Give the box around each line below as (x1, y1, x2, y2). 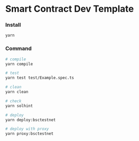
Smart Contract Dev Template (5, 3, 134, 15)
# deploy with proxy (5, 126, 50, 132)
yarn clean (5, 89, 29, 95)
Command (5, 45, 32, 52)
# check (5, 98, 22, 104)
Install (5, 21, 21, 29)
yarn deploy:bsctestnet (5, 117, 56, 123)
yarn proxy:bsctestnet (5, 131, 54, 136)
